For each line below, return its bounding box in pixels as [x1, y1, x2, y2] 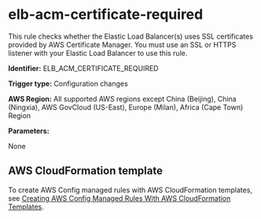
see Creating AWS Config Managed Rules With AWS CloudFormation [8, 193, 231, 202]
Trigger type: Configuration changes [8, 79, 128, 88]
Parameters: [8, 126, 50, 135]
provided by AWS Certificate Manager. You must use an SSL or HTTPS [8, 39, 237, 49]
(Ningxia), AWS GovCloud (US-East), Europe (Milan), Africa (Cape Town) [8, 102, 244, 112]
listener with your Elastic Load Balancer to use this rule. [8, 48, 188, 58]
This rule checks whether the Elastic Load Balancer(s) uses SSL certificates [8, 32, 254, 41]
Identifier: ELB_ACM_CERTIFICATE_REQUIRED [8, 63, 159, 72]
